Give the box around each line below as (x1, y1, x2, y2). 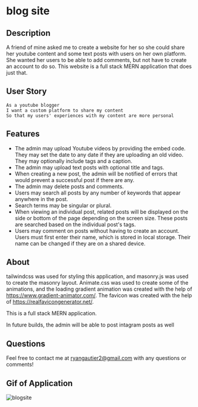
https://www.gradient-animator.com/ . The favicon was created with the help (6, 292, 192, 299)
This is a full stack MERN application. (6, 310, 97, 317)
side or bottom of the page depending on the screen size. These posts (14, 214, 188, 221)
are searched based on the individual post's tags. (14, 221, 136, 228)
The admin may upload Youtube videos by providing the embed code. (14, 144, 186, 152)
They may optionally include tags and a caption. (14, 157, 133, 165)
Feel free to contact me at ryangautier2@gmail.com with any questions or (6, 354, 187, 362)
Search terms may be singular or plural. (14, 202, 112, 209)
